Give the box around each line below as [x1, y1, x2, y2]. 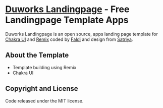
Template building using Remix [12, 64, 77, 70]
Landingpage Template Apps [5, 14, 129, 26]
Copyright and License [5, 84, 78, 93]
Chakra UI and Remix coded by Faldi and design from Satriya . [5, 36, 133, 42]
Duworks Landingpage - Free [5, 4, 130, 15]
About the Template [5, 51, 69, 60]
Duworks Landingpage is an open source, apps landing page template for [5, 31, 158, 37]
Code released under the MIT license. [5, 97, 84, 104]
